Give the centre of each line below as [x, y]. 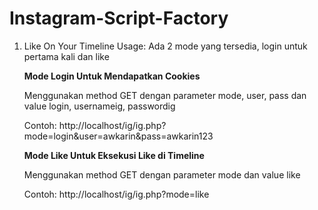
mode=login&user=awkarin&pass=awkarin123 [118, 136]
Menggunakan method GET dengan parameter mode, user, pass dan [165, 95]
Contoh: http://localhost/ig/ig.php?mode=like [116, 194]
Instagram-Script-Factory [119, 18]
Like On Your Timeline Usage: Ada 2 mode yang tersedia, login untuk [165, 46]
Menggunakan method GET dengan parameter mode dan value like [162, 174]
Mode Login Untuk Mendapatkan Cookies [112, 76]
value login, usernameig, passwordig [99, 106]
